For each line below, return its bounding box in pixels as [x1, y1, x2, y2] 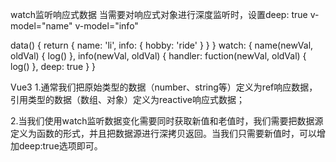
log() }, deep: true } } [10, 61, 97, 72]
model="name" [10, 20, 73, 32]
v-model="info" [74, 20, 139, 32]
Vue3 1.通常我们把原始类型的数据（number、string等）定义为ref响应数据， [10, 81, 318, 93]
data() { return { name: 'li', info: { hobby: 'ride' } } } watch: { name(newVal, [10, 39, 314, 51]
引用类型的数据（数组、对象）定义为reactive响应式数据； [10, 94, 245, 105]
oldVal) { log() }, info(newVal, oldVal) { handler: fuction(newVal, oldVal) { [10, 50, 307, 62]
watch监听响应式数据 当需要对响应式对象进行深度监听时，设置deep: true [10, 9, 308, 20]
